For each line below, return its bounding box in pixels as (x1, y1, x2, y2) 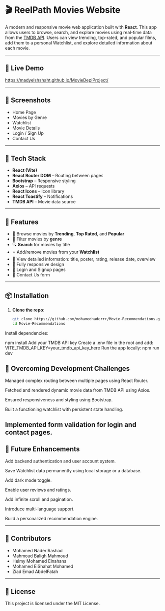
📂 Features (5, 218, 39, 226)
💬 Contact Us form (12, 272, 50, 278)
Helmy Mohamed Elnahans (12, 558, 67, 564)
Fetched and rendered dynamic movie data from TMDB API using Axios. (5, 387, 151, 393)
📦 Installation (5, 291, 49, 300)
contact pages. (5, 428, 53, 436)
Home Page (12, 109, 36, 115)
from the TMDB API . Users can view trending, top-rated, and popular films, (5, 35, 156, 40)
